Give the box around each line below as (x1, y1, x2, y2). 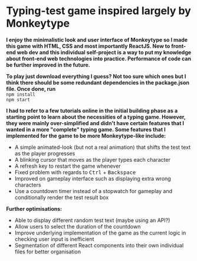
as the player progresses (14, 149, 75, 157)
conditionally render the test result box (14, 194, 109, 201)
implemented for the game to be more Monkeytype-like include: (6, 132, 166, 139)
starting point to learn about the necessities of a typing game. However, (6, 113, 186, 120)
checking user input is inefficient (14, 235, 94, 243)
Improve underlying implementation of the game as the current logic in (14, 229, 186, 236)
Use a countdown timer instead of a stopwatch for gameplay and (14, 187, 173, 194)
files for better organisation (14, 248, 81, 255)
